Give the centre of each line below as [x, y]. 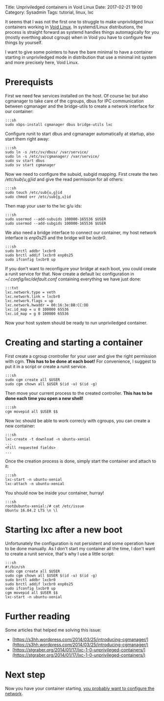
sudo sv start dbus [25, 161]
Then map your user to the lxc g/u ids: [44, 206]
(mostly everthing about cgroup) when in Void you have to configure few [78, 37]
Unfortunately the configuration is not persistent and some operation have [80, 543]
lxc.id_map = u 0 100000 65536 [37, 309]
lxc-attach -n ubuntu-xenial [35, 484]
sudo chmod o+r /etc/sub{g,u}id [38, 197]
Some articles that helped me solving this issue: [53, 630]
